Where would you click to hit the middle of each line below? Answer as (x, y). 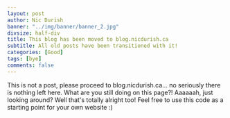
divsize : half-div (34, 33)
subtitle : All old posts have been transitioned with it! (92, 46)
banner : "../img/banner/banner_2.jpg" (63, 26)
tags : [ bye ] (24, 59)
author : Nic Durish (35, 20)
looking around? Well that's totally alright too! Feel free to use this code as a (115, 100)
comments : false (30, 65)
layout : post (26, 14)
